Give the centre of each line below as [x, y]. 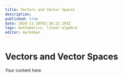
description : [18, 14]
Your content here [23, 70]
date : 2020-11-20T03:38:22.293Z [38, 23]
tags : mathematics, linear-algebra [41, 28]
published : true [21, 19]
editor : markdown [23, 32]
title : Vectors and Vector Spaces [40, 10]
